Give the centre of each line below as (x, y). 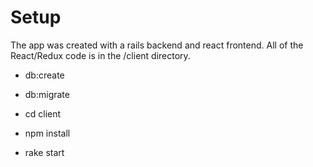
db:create (44, 75)
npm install (47, 133)
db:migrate (47, 94)
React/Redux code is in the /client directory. (100, 55)
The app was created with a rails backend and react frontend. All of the (157, 45)
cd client (43, 113)
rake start (44, 152)
